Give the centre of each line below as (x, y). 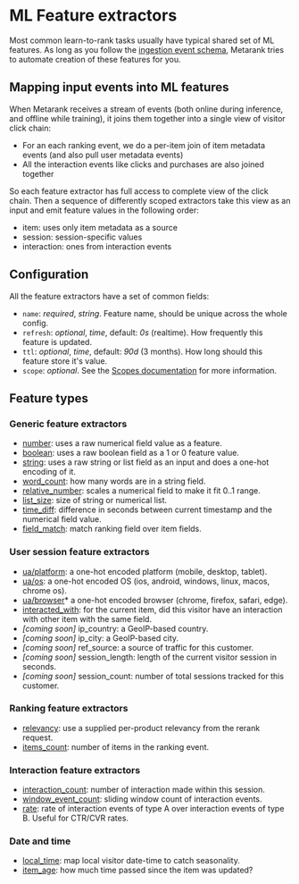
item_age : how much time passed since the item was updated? (137, 870)
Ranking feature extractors (69, 709)
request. (37, 737)
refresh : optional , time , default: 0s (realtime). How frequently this (142, 333)
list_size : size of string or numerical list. (95, 501)
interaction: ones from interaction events (97, 246)
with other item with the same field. (87, 619)
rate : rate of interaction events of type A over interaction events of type (153, 809)
